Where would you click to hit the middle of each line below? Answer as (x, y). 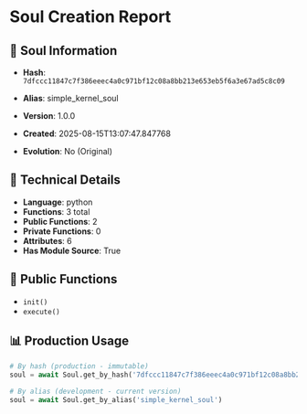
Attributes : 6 (47, 240)
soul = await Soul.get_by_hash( (71, 375)
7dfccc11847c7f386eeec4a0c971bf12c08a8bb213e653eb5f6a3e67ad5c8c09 (153, 81)
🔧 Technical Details (65, 180)
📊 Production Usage (69, 341)
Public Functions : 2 (60, 221)
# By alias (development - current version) (95, 392)
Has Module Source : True (72, 250)
